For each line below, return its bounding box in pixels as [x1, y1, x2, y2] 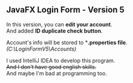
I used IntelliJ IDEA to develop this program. [6, 57, 115, 64]
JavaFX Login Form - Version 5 [6, 5, 125, 15]
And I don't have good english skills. [6, 63, 97, 70]
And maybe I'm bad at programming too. [6, 69, 108, 77]
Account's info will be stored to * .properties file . [6, 38, 128, 46]
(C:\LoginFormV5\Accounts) [6, 45, 77, 52]
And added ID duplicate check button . [6, 27, 103, 34]
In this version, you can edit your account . [6, 20, 113, 28]
